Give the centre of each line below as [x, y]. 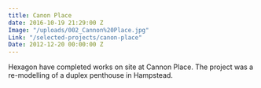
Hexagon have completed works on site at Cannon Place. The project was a [131, 67]
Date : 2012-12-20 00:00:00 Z [56, 45]
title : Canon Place [40, 15]
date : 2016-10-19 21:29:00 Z [56, 23]
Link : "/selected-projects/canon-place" [75, 37]
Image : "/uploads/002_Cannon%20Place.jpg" [79, 30]
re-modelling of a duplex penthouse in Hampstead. [90, 75]
